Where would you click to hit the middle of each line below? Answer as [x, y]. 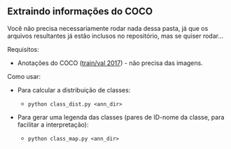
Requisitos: [23, 49]
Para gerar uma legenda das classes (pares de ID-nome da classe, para [121, 117]
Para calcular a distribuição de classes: [74, 90]
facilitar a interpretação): [53, 125]
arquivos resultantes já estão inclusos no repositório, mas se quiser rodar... [115, 36]
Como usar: [24, 76]
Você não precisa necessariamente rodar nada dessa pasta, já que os [108, 28]
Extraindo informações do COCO [80, 12]
